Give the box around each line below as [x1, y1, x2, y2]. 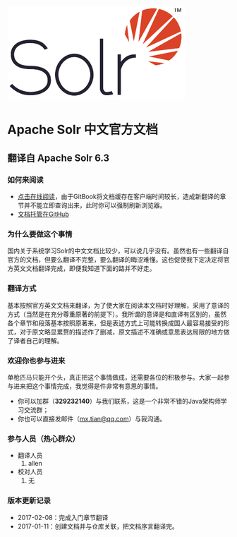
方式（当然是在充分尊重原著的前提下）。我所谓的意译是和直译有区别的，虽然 [7, 310, 227, 318]
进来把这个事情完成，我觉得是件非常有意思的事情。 [13, 382, 162, 390]
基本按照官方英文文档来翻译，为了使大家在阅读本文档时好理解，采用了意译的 [7, 301, 230, 309]
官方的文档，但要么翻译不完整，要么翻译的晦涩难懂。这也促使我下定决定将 [7, 255, 224, 264]
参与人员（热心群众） [7, 433, 80, 443]
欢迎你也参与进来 [7, 356, 66, 366]
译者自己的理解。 [13, 336, 63, 344]
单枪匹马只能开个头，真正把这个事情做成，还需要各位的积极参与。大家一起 [7, 373, 224, 381]
